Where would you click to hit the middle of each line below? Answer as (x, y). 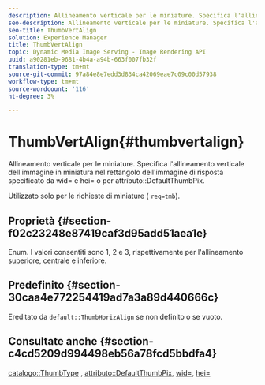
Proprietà (32, 221)
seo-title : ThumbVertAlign (52, 30)
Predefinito (36, 285)
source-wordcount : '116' (49, 89)
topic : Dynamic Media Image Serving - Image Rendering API (107, 52)
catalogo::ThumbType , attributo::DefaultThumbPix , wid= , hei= (109, 372)
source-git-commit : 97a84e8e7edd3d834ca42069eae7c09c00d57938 (112, 74)
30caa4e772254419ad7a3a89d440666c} (114, 298)
